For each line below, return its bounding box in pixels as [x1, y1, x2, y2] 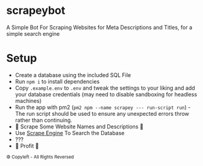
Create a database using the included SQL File [15, 71, 131, 79]
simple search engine [6, 30, 60, 37]
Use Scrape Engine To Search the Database [15, 129, 125, 136]
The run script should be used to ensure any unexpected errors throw [15, 110, 190, 117]
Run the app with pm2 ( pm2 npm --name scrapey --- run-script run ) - [15, 104, 191, 111]
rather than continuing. [15, 116, 73, 124]
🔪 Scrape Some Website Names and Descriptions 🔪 [15, 122, 144, 130]
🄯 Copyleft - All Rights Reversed [6, 154, 75, 160]
